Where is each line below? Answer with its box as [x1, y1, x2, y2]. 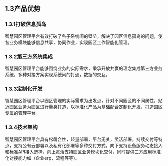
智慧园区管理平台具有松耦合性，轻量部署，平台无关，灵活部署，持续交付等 [5, 136, 158, 142]
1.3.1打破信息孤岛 [5, 21, 46, 28]
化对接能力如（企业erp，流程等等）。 [5, 155, 80, 161]
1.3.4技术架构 [5, 124, 38, 131]
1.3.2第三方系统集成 [5, 53, 53, 60]
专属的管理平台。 [5, 110, 40, 116]
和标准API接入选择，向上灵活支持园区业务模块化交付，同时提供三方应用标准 [5, 149, 161, 155]
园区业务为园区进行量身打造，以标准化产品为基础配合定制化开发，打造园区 [9, 104, 163, 110]
